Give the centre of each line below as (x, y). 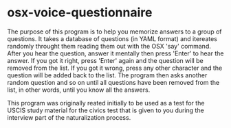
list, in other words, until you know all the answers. (79, 90)
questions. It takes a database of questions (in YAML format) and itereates (112, 38)
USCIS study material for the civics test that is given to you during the (106, 110)
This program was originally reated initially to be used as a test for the (106, 103)
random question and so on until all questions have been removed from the (113, 82)
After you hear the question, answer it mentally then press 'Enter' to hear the (115, 53)
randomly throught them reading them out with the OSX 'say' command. (109, 46)
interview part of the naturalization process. (69, 117)
